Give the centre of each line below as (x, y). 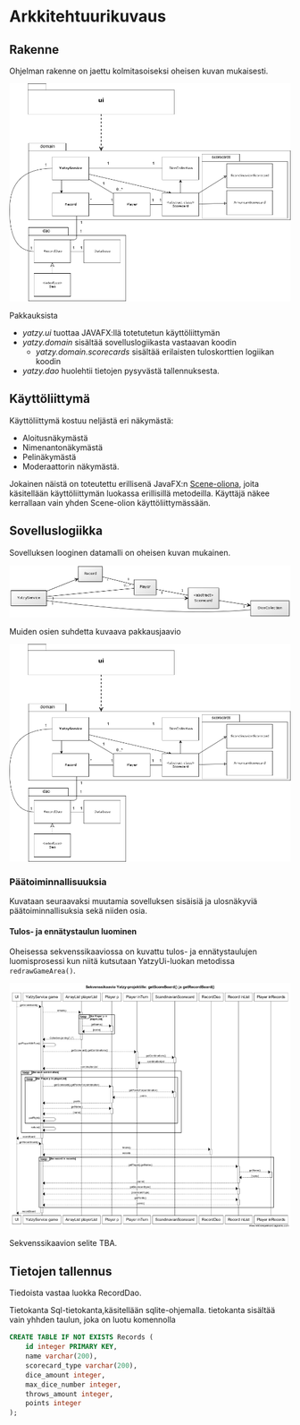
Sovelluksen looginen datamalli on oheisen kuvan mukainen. (120, 552)
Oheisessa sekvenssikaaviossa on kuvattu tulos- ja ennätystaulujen (133, 951)
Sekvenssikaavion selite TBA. (63, 1243)
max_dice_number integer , (74, 1385)
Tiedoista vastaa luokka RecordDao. (75, 1293)
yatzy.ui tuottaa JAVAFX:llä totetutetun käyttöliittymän (121, 333)
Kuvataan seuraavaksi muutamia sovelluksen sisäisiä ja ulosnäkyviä (133, 901)
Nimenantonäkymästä (62, 447)
